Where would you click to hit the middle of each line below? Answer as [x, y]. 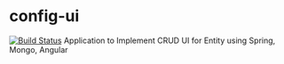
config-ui [44, 16]
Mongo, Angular [39, 49]
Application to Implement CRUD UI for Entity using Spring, [170, 40]
